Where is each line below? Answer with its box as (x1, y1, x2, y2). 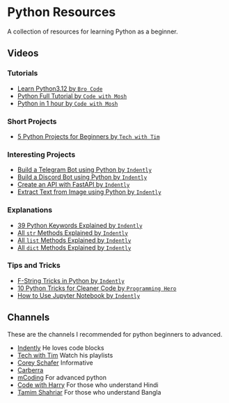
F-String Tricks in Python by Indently (17, 276, 125, 284)
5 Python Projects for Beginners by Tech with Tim (17, 132, 160, 140)
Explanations (7, 205, 53, 215)
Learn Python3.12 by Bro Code (17, 84, 103, 93)
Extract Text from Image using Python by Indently (17, 188, 161, 196)
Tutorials (7, 68, 38, 78)
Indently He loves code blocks (17, 343, 104, 352)
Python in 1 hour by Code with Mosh (17, 99, 118, 107)
